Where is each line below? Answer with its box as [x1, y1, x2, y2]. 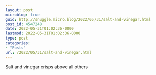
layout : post [5, 7, 33, 13]
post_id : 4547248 [5, 21, 42, 27]
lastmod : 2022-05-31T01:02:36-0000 [5, 31, 81, 36]
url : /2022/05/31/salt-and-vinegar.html [5, 50, 92, 55]
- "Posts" [5, 45, 26, 50]
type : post [5, 36, 28, 41]
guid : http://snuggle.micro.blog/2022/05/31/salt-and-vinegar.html [5, 17, 151, 22]
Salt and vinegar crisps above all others [5, 64, 88, 70]
